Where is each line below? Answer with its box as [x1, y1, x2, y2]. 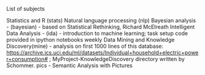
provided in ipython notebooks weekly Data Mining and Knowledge [6, 36, 175, 43]
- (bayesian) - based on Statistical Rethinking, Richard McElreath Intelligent [6, 24, 195, 30]
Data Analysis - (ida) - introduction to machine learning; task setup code [6, 30, 188, 37]
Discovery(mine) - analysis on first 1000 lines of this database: [6, 42, 164, 50]
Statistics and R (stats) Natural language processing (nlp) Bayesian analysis [6, 17, 196, 24]
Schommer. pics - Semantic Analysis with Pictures [6, 62, 133, 69]
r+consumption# [6, 56, 48, 62]
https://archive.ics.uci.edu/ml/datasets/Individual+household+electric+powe [6, 49, 199, 56]
